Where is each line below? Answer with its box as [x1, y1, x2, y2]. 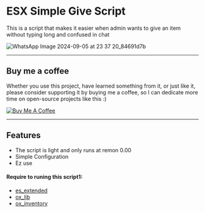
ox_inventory [15, 200, 48, 207]
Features [6, 130, 41, 141]
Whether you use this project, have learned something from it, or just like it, [6, 82, 196, 89]
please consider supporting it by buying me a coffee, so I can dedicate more [6, 88, 198, 96]
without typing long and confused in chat [6, 30, 110, 38]
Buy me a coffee [6, 66, 70, 77]
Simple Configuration [15, 153, 69, 160]
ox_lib [15, 193, 31, 200]
